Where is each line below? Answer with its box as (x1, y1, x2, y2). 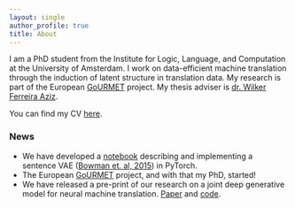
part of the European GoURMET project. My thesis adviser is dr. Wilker (9, 81, 267, 93)
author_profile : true (9, 21, 89, 30)
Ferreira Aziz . (9, 91, 58, 102)
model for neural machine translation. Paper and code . (21, 188, 221, 199)
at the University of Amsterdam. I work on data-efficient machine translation (9, 63, 287, 73)
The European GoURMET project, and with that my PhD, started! (21, 169, 257, 180)
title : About (9, 29, 58, 38)
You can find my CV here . (9, 108, 103, 119)
